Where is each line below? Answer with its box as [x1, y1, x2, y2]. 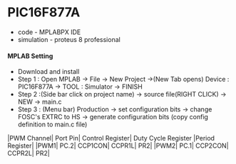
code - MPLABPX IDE [17, 28, 81, 36]
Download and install [17, 67, 80, 76]
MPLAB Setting [7, 51, 53, 60]
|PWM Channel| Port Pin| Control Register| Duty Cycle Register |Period [7, 134, 215, 143]
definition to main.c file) [17, 120, 88, 129]
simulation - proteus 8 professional [17, 35, 121, 43]
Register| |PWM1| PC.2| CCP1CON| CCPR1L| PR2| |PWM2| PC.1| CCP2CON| [7, 141, 230, 150]
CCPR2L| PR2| [7, 149, 50, 158]
